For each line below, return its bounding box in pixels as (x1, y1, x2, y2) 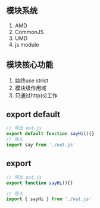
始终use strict (14, 77, 49, 84)
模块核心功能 (6, 60, 54, 70)
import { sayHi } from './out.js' (6, 196, 92, 202)
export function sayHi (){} (6, 180, 73, 186)
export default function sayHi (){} (6, 131, 95, 137)
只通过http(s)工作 (14, 91, 58, 99)
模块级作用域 (14, 84, 46, 91)
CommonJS (14, 28, 44, 35)
